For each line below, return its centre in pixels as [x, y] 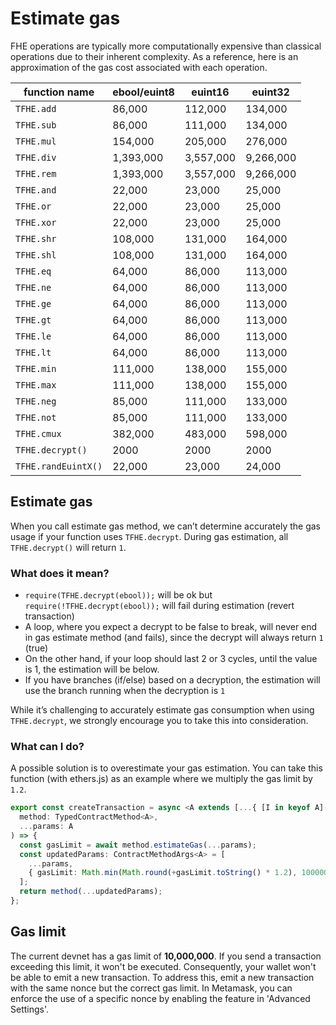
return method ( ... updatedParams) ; [91, 892]
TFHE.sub [36, 125]
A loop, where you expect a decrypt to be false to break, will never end [171, 627]
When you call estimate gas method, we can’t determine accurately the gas [166, 526]
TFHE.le [33, 336]
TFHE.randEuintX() [59, 466]
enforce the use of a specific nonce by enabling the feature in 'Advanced [160, 998]
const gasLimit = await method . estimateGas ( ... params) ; [138, 845]
